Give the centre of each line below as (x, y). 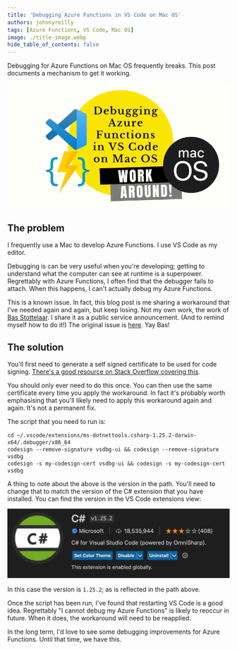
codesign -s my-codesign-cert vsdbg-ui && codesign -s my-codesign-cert (116, 464)
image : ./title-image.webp (47, 37)
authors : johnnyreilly (41, 22)
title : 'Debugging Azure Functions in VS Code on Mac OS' (94, 15)
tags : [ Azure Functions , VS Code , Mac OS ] (71, 30)
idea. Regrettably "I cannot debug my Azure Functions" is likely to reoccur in (118, 610)
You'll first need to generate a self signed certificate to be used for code (112, 365)
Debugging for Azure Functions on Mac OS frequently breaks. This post (111, 66)
